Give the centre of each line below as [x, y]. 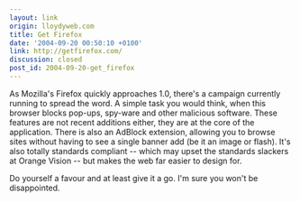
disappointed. [35, 188]
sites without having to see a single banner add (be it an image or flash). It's [150, 142]
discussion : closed [46, 60]
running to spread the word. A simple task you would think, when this [137, 103]
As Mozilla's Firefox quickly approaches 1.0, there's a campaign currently [145, 93]
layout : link [34, 18]
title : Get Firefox [46, 34]
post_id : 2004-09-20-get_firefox [72, 69]
